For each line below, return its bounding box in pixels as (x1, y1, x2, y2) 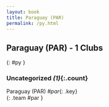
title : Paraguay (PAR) (6, 15, 64, 21)
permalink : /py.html (6, 20, 59, 26)
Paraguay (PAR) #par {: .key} (6, 88, 78, 95)
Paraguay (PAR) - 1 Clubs (6, 43, 103, 53)
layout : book (6, 9, 40, 15)
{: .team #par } (6, 94, 43, 102)
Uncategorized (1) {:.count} (6, 74, 89, 83)
